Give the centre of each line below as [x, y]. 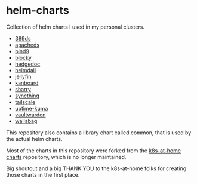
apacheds [27, 45]
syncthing [27, 96]
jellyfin [23, 76]
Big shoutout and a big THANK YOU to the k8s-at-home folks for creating [96, 168]
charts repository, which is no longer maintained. [66, 157]
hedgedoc [27, 64]
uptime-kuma [31, 108]
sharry [23, 89]
